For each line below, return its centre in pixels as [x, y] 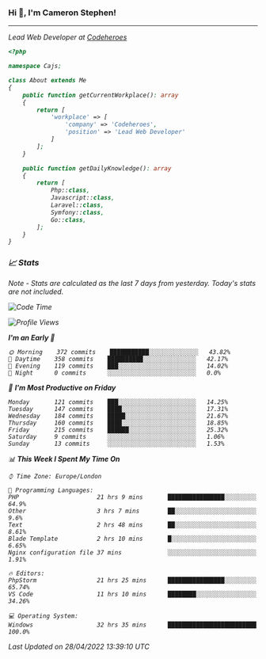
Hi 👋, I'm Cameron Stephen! [62, 13]
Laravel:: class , [77, 205]
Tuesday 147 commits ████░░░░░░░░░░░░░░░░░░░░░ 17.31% [118, 409]
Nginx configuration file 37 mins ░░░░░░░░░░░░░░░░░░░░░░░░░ [133, 552]
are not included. [36, 291]
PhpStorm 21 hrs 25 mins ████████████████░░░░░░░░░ [133, 580]
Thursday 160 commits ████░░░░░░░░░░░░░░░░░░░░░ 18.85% [118, 423]
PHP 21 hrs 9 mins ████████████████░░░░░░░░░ [133, 497]
